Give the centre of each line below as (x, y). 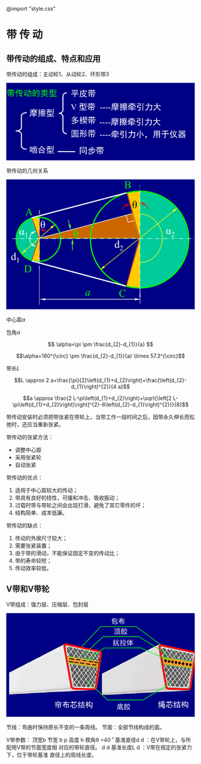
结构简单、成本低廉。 (41, 513)
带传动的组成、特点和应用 (53, 58)
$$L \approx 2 (32, 380)
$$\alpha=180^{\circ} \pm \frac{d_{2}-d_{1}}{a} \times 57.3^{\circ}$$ (100, 356)
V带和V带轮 (28, 589)
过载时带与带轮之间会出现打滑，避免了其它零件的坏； (80, 505)
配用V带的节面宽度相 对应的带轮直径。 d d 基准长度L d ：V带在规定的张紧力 (99, 747)
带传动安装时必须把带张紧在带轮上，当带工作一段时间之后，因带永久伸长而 (98, 417)
